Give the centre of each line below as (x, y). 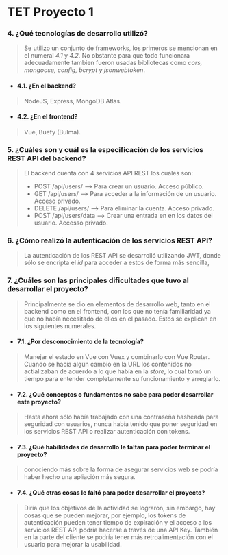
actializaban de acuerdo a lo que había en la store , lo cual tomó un (117, 371)
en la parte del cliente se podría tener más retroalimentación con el (118, 537)
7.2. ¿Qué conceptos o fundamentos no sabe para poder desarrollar (115, 394)
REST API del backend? (47, 158)
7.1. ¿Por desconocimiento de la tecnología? (80, 342)
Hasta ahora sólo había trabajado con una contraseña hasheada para (121, 417)
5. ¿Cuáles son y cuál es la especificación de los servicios (105, 149)
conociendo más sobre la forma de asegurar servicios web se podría (121, 469)
